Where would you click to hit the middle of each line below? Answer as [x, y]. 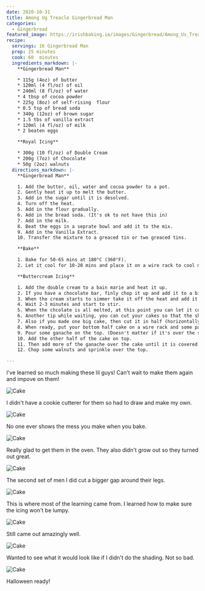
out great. [19, 457]
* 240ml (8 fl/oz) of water [53, 91]
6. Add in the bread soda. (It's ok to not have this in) [92, 215]
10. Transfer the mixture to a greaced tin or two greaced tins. [102, 238]
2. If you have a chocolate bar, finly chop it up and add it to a [105, 293]
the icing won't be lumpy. [38, 510]
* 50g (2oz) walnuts [43, 164]
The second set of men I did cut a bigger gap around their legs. [86, 480]
